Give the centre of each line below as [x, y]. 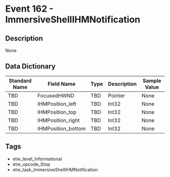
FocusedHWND [56, 95]
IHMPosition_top [57, 112]
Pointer [117, 95]
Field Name [62, 84]
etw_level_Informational [37, 159]
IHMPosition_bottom [61, 128]
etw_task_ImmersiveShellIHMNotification [55, 169]
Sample [152, 81]
